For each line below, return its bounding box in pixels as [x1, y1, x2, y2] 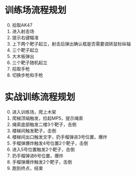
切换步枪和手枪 [12, 72, 43, 78]
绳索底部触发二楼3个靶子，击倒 [12, 121, 77, 127]
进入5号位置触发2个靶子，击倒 [12, 146, 75, 152]
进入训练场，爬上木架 [12, 108, 56, 115]
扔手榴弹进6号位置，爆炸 [12, 152, 64, 158]
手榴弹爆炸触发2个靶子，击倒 [12, 158, 72, 165]
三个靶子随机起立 [12, 59, 48, 65]
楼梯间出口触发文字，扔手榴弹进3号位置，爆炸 [12, 133, 107, 140]
